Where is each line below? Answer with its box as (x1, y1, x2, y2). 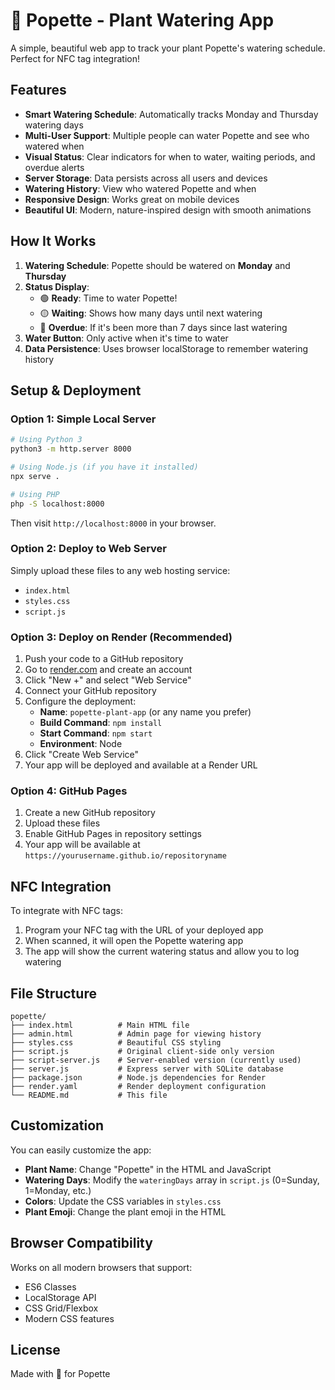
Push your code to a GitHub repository (24, 653, 184, 665)
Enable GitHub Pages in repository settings (24, 828, 202, 840)
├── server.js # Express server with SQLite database (10, 1064, 284, 1074)
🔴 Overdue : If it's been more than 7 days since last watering (39, 321, 288, 333)
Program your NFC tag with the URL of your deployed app (24, 924, 264, 936)
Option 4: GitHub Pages (10, 784, 128, 798)
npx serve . (10, 471, 60, 481)
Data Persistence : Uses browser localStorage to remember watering (24, 342, 309, 354)
